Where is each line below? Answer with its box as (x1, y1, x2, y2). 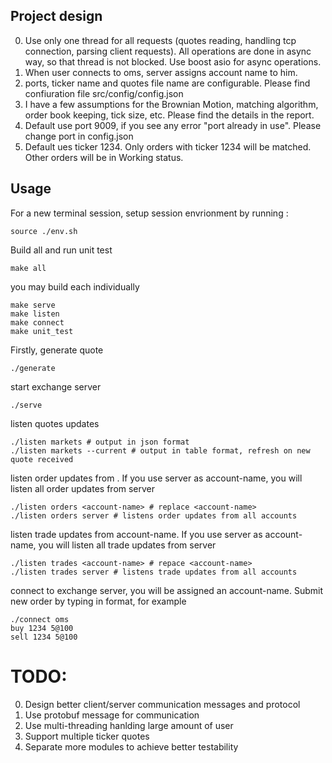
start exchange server (10, 380, 102, 393)
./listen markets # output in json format (10, 437, 190, 447)
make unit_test (10, 326, 74, 336)
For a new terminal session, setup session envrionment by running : (10, 207, 289, 219)
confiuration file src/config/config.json (24, 87, 184, 99)
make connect (10, 317, 65, 328)
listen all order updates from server (10, 482, 156, 494)
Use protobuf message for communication (24, 709, 200, 721)
